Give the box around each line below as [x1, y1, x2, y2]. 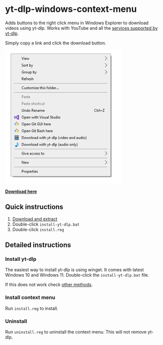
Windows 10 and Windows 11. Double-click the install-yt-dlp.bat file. [5, 272, 150, 278]
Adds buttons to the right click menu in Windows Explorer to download [5, 20, 149, 26]
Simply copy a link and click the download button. [5, 40, 106, 46]
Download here [5, 188, 37, 194]
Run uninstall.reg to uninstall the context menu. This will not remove [5, 329, 147, 335]
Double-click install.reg [12, 226, 64, 232]
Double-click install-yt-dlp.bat [12, 221, 80, 227]
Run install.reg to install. [5, 305, 58, 311]
